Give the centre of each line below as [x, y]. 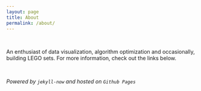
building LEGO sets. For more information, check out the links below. [91, 58]
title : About [23, 17]
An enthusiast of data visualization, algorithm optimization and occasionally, [101, 52]
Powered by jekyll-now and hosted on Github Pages [71, 81]
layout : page [23, 12]
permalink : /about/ [31, 23]
